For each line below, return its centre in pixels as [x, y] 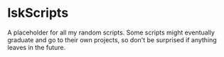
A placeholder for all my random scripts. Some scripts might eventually [111, 32]
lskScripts [38, 13]
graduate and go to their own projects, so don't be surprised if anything [112, 39]
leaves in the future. [37, 47]
